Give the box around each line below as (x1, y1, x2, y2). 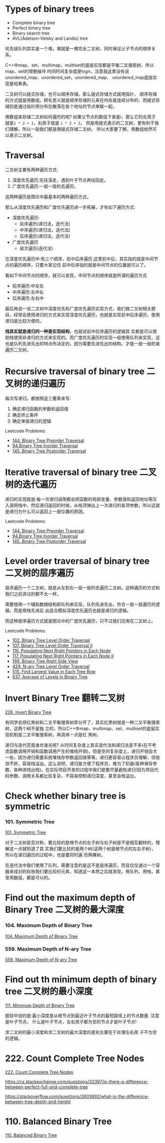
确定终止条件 (12, 412, 38, 418)
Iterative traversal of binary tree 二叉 (5, 467, 157, 478)
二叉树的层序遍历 (5, 567, 75, 578)
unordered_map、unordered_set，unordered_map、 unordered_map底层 (5, 74, 153, 80)
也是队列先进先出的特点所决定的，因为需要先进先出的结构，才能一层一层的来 (5, 340, 160, 346)
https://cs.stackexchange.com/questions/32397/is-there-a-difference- (5, 1079, 149, 1084)
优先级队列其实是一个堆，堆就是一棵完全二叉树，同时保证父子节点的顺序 (5, 45, 151, 51)
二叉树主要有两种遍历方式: (5, 166, 58, 173)
